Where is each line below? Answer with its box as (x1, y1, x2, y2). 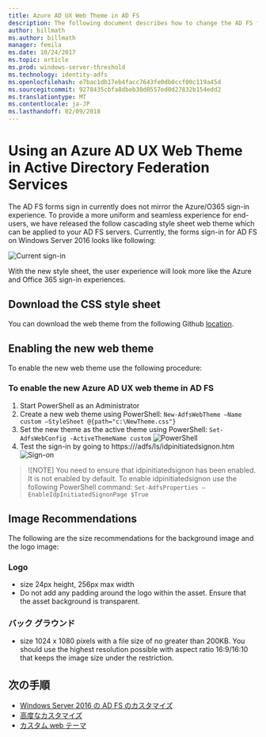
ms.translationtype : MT (8, 93, 87, 101)
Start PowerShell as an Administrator (19, 400, 140, 410)
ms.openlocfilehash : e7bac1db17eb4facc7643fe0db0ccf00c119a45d (8, 78, 222, 86)
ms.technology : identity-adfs (8, 71, 108, 79)
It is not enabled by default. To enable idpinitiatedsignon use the (27, 473, 237, 483)
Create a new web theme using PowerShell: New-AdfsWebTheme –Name (19, 409, 242, 419)
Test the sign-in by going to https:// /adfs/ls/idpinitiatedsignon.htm (19, 442, 235, 451)
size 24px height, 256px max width (19, 579, 135, 588)
